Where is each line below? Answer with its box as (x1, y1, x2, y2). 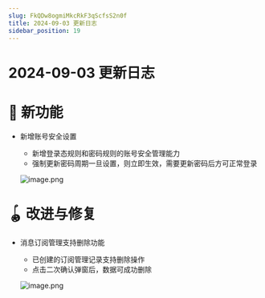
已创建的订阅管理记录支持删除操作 (31, 255, 145, 264)
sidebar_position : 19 (8, 26, 81, 34)
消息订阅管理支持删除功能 (19, 238, 105, 248)
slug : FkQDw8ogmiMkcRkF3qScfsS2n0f (8, 11, 128, 20)
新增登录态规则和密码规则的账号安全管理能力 (31, 148, 181, 158)
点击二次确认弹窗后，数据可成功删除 (31, 265, 153, 275)
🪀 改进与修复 (8, 205, 96, 223)
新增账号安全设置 (19, 131, 77, 141)
